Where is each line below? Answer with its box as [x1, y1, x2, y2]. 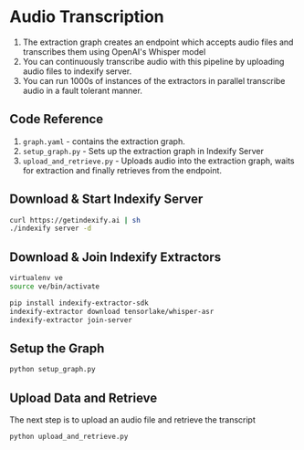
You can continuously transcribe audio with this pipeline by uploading [22, 56, 285, 67]
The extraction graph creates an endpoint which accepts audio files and [22, 37, 294, 47]
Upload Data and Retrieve [9, 390, 158, 405]
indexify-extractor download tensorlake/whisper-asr [9, 307, 215, 316]
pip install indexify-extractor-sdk [9, 298, 149, 308]
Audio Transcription [9, 6, 164, 27]
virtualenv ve [9, 274, 64, 283]
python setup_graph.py [9, 365, 96, 374]
